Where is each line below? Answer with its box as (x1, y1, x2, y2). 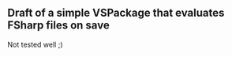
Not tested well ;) (7, 40, 63, 49)
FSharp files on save (7, 19, 110, 32)
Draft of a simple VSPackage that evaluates (7, 6, 225, 20)
